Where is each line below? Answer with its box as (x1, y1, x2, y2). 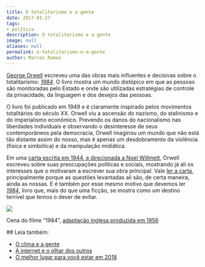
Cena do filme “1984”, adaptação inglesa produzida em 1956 (6, 216, 159, 224)
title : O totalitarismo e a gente (6, 9, 95, 15)
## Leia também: (6, 228, 49, 236)
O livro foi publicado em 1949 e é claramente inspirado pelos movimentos (6, 103, 192, 110)
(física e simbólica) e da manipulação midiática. (6, 142, 127, 149)
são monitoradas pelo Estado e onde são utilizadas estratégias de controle (6, 84, 195, 92)
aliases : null (6, 44, 43, 50)
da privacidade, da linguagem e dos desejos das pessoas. (6, 91, 153, 98)
